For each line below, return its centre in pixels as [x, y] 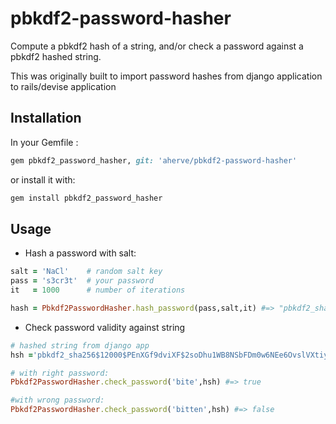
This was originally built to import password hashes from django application [166, 76]
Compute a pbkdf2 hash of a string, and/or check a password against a [157, 46]
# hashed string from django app [80, 345]
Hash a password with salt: [80, 253]
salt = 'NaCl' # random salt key [86, 272]
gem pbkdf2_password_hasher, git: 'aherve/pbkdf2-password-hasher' [154, 160]
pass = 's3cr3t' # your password [82, 281]
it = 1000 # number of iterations [98, 290]
